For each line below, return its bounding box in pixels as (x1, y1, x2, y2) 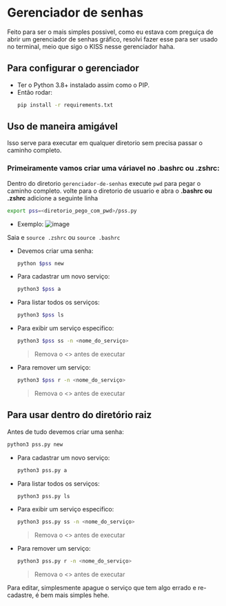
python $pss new (17, 260, 64, 267)
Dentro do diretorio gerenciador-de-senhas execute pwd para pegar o (7, 179, 201, 187)
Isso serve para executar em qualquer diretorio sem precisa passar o (7, 139, 203, 147)
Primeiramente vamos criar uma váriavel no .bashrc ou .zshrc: (7, 164, 220, 173)
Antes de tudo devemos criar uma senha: (7, 427, 124, 436)
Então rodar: (17, 88, 53, 96)
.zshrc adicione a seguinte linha (7, 193, 99, 202)
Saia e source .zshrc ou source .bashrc (7, 233, 121, 241)
